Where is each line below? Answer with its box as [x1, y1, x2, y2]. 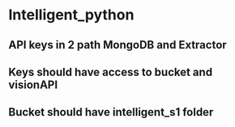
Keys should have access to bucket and [8, 65, 213, 78]
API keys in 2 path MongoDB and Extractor [8, 38, 227, 52]
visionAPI [8, 78, 58, 91]
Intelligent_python [8, 6, 135, 24]
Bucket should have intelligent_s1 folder [8, 105, 214, 119]
